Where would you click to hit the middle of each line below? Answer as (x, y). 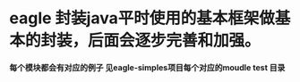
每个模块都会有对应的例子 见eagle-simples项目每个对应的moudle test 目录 (147, 67)
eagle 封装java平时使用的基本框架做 (142, 18)
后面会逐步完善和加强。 (175, 41)
